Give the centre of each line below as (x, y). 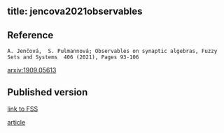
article (16, 123)
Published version (48, 92)
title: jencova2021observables (75, 11)
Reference (30, 35)
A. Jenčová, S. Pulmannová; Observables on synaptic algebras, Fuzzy (112, 52)
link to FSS (23, 109)
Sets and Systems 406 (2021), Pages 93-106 (73, 57)
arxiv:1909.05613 (32, 70)
